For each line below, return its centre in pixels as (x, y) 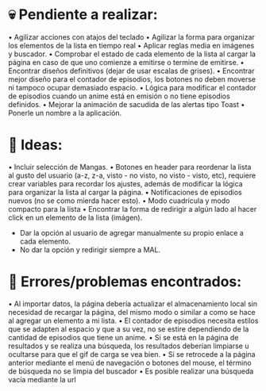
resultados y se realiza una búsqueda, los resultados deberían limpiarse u (129, 346)
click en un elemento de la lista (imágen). (75, 217)
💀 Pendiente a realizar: (83, 15)
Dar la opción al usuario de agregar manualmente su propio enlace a (131, 232)
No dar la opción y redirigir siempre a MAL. (90, 249)
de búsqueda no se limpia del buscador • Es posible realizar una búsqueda (131, 371)
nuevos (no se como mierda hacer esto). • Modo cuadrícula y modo (119, 201)
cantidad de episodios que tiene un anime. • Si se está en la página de (123, 337)
